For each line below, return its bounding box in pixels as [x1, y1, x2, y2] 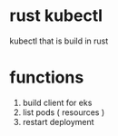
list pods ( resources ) [22, 106, 105, 118]
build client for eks [22, 97, 93, 108]
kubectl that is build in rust [9, 35, 109, 46]
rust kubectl [9, 5, 103, 26]
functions [9, 67, 84, 88]
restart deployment [22, 116, 94, 127]
